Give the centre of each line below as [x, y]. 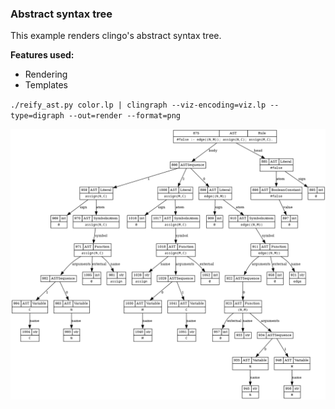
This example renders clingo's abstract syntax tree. [116, 36]
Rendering [46, 74]
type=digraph [37, 116]
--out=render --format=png [125, 116]
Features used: [42, 55]
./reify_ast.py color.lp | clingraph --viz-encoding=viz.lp [138, 105]
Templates [46, 85]
